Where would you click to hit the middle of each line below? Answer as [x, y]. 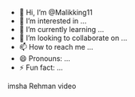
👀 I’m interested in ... [53, 21]
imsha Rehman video [42, 86]
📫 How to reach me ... [56, 47]
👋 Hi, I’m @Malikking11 [56, 12]
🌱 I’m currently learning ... [62, 29]
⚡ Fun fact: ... [41, 67]
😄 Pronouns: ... [45, 59]
